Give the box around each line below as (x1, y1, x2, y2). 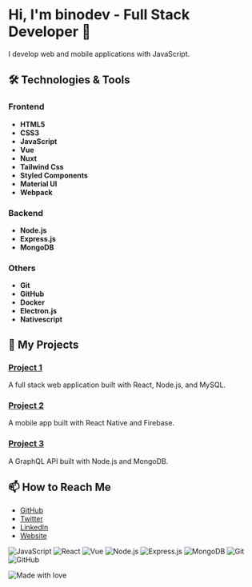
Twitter (19, 514, 44, 524)
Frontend (8, 102, 45, 113)
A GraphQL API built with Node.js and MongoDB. (8, 456, 169, 465)
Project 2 (8, 400, 44, 411)
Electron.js (19, 306, 58, 316)
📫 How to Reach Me (8, 480, 111, 493)
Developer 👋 (8, 22, 91, 41)
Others (8, 262, 36, 274)
